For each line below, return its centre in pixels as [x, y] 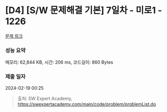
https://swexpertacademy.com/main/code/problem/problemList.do [87, 104]
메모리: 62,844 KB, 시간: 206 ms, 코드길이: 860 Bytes [59, 62]
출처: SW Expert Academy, [45, 98]
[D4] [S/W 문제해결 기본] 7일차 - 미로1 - [84, 10]
